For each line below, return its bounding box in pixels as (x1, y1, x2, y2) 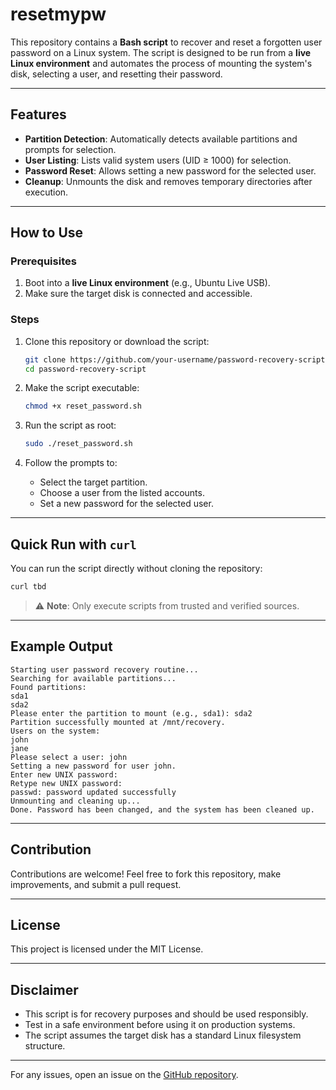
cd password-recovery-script (24, 364, 147, 374)
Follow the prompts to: (24, 457, 118, 469)
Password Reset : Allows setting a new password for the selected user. (24, 164, 317, 177)
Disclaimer (10, 981, 79, 998)
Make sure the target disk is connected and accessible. (24, 288, 253, 300)
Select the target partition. (39, 476, 148, 488)
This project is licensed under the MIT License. (10, 943, 204, 955)
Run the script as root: (24, 419, 117, 432)
